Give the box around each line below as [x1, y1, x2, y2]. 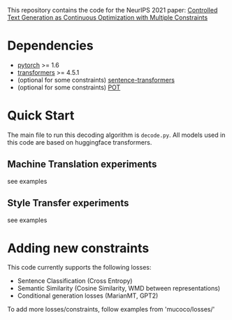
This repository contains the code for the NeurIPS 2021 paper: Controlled [7, 6, 218, 14]
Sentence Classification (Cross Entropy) [17, 277, 133, 285]
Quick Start [7, 108, 75, 124]
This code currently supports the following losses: [7, 263, 152, 272]
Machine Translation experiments [7, 159, 157, 170]
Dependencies [7, 38, 94, 54]
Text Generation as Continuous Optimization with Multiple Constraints [7, 13, 208, 22]
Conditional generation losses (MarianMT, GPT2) [17, 291, 159, 300]
